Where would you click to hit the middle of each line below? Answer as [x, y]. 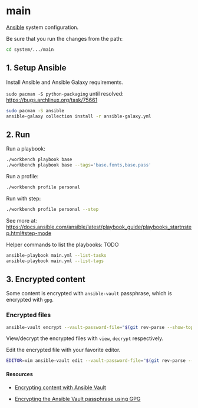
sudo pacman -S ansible [35, 110]
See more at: [22, 220]
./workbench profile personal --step [52, 209]
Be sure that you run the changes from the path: [64, 38]
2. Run [18, 134]
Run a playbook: [26, 149]
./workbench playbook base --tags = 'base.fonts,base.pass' [79, 165]
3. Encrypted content [46, 279]
